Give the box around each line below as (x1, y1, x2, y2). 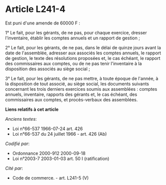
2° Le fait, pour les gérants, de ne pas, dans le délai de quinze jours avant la (5, 44, 161, 50)
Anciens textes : (5, 116, 37, 122)
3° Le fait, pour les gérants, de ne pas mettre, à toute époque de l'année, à (5, 75, 159, 81)
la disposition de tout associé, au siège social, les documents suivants (5, 81, 150, 87)
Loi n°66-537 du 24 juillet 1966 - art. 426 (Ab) (12, 131, 107, 137)
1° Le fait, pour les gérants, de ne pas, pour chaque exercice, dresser (5, 29, 147, 35)
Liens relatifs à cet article (5, 106, 59, 112)
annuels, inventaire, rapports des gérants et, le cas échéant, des (5, 91, 138, 97)
